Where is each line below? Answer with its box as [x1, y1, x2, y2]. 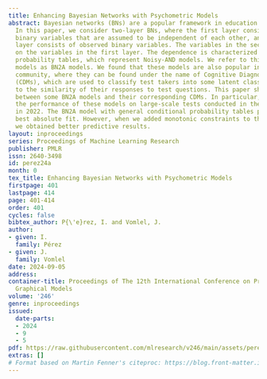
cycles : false [8, 211, 56, 219]
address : [8, 270, 37, 278]
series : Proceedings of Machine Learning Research [8, 137, 180, 145]
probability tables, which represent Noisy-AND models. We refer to [15, 56, 247, 64]
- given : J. [8, 248, 48, 256]
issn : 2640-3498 [8, 152, 62, 160]
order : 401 [8, 203, 44, 211]
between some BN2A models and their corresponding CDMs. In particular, [15, 93, 261, 101]
